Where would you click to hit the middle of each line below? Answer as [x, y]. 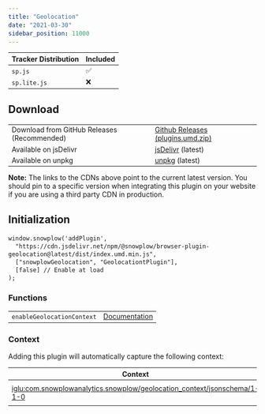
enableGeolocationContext [54, 317]
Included [101, 58]
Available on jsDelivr [44, 149]
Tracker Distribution [45, 58]
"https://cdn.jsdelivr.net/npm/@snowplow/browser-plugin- [113, 247]
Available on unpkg [42, 160]
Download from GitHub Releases [64, 130]
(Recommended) [39, 138]
